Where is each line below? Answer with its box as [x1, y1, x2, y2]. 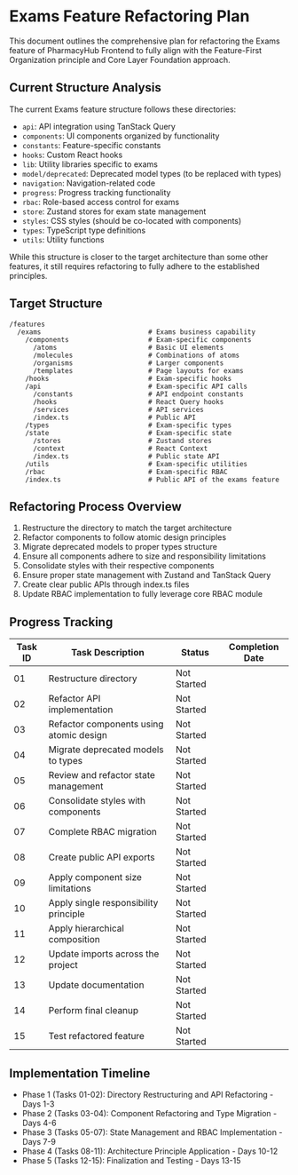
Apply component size [48, 871, 142, 884]
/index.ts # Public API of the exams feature [25, 475, 279, 484]
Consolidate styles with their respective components [21, 560, 215, 571]
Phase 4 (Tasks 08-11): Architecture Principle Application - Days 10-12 [21, 1146, 278, 1156]
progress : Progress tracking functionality [21, 187, 171, 197]
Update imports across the [48, 948, 160, 960]
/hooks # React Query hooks [32, 397, 224, 406]
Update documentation [48, 979, 145, 991]
